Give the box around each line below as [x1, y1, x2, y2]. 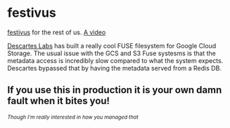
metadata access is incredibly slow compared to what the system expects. [7, 56, 224, 64]
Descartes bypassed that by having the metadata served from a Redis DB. [7, 64, 222, 72]
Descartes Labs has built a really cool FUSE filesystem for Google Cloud [7, 41, 217, 50]
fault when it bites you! [7, 95, 110, 107]
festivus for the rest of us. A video [7, 28, 106, 36]
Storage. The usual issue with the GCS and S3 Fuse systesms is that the [7, 49, 216, 57]
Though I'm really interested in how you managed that [7, 113, 139, 120]
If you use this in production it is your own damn [7, 84, 222, 96]
